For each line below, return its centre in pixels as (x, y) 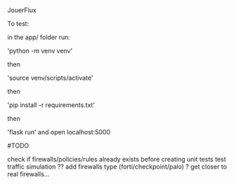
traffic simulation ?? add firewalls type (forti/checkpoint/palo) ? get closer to (117, 167)
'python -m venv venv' (40, 51)
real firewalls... (28, 174)
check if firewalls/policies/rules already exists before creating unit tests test (117, 159)
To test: (18, 23)
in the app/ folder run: (39, 37)
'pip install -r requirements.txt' (51, 105)
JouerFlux (22, 10)
